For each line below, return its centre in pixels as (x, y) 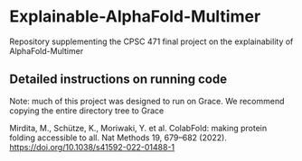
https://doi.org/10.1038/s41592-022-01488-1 (92, 147)
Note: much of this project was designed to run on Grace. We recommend (147, 101)
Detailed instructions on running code (118, 80)
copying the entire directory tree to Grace (87, 111)
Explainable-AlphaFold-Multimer (135, 17)
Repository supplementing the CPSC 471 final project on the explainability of (151, 41)
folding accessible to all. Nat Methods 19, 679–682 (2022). (118, 138)
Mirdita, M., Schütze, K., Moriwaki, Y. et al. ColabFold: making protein (138, 128)
